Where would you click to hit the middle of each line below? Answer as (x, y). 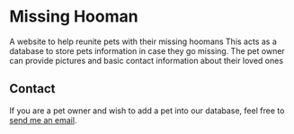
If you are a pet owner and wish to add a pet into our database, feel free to (147, 111)
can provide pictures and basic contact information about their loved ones (147, 60)
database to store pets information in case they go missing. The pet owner (147, 50)
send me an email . (43, 120)
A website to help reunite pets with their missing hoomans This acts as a (143, 41)
